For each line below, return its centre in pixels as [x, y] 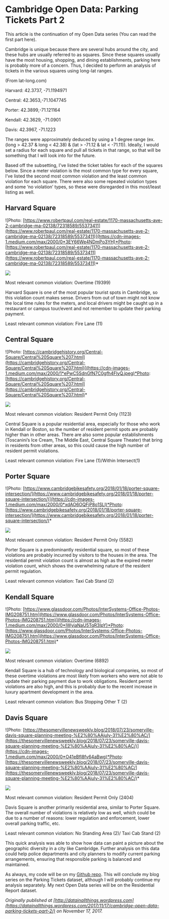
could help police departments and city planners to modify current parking [83, 854]
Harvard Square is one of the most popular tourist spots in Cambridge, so [81, 292]
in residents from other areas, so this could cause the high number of [77, 445]
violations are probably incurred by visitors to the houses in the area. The [81, 555]
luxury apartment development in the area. [50, 692]
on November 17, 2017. [79, 911]
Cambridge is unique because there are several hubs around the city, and [81, 49]
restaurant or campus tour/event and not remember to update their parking [83, 308]
